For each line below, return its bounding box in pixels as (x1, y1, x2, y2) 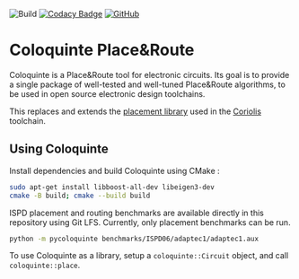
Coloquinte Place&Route (9, 40, 195, 60)
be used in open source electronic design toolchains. (9, 88, 206, 99)
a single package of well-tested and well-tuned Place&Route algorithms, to (9, 79, 286, 90)
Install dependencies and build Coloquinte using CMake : (9, 165, 220, 176)
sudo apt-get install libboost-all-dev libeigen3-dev (9, 182, 215, 192)
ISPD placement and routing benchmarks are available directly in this (9, 207, 265, 218)
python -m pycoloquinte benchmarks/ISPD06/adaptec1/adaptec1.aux (9, 234, 259, 243)
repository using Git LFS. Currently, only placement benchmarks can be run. (9, 216, 291, 228)
